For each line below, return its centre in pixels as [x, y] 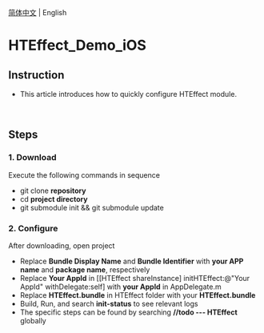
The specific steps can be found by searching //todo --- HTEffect [128, 312]
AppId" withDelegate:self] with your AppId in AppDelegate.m [120, 287]
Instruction [36, 75]
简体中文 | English [38, 12]
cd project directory [54, 199]
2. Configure [33, 228]
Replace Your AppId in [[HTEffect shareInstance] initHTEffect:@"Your [135, 278]
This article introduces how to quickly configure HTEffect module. [128, 94]
